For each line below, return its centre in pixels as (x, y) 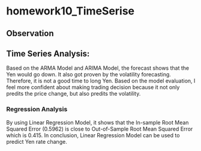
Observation (30, 33)
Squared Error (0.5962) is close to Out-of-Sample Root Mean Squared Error (100, 129)
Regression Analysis (37, 109)
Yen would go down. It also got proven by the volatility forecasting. (88, 75)
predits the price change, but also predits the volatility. (73, 94)
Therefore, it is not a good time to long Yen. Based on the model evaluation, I (101, 81)
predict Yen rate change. (37, 141)
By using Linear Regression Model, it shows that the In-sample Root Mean (97, 122)
